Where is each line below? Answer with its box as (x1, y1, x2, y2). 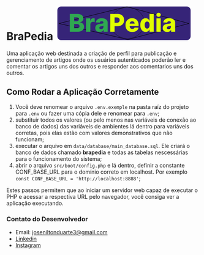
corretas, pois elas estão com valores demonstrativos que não (15, 129, 173, 136)
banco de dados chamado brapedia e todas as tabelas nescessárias (15, 149, 189, 156)
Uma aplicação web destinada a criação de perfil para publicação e (6, 50, 177, 57)
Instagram (15, 242, 41, 249)
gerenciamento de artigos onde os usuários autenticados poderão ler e (6, 56, 186, 64)
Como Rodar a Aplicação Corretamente (6, 87, 159, 97)
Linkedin (15, 235, 37, 243)
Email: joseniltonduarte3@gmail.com (15, 229, 108, 236)
